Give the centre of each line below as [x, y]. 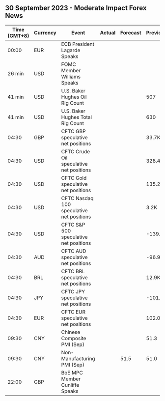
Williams [71, 77]
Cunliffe [70, 385]
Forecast [131, 32]
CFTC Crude [76, 151]
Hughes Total [77, 117]
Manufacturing [78, 358]
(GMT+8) [18, 35]
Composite [74, 338]
